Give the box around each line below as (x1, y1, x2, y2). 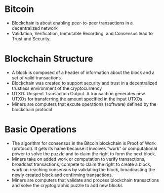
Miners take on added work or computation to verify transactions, (11, 156, 146, 162)
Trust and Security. (11, 36, 51, 42)
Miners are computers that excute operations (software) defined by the (11, 101, 157, 107)
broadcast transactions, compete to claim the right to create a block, (11, 161, 152, 167)
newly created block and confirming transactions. (11, 172, 113, 178)
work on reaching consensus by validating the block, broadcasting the (11, 166, 155, 172)
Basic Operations (4, 124, 77, 135)
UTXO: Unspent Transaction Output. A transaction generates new (11, 90, 145, 96)
